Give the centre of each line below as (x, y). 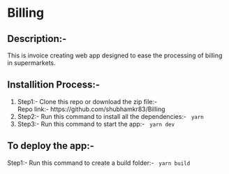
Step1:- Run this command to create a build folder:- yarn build (99, 163)
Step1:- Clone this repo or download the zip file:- (87, 101)
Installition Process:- (53, 85)
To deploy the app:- (51, 146)
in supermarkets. (31, 63)
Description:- (37, 39)
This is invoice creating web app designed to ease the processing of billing (115, 55)
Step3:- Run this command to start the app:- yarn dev (96, 124)
